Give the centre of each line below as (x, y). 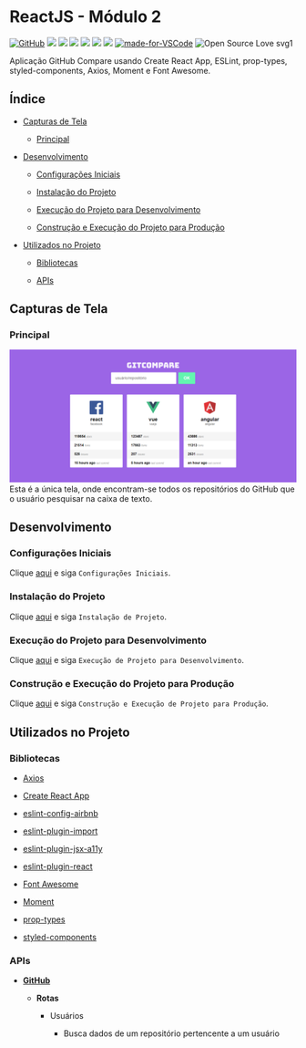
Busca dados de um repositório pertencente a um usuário (172, 1033)
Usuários (66, 1016)
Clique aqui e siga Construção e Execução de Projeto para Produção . (139, 703)
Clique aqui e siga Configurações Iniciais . (90, 573)
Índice (27, 99)
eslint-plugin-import (60, 831)
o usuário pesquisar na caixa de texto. (81, 498)
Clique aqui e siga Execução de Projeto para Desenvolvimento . (127, 660)
